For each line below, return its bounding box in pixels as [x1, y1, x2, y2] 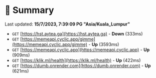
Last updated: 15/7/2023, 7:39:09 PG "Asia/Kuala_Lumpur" [5, 21, 130, 27]
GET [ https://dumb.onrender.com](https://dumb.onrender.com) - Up [12, 62, 151, 68]
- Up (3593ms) [88, 41, 119, 47]
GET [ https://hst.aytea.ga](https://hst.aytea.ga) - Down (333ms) [12, 30, 143, 36]
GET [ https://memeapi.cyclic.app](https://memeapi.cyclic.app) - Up [12, 46, 150, 52]
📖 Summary [5, 4, 54, 16]
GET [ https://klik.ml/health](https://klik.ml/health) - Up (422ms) [12, 57, 141, 63]
